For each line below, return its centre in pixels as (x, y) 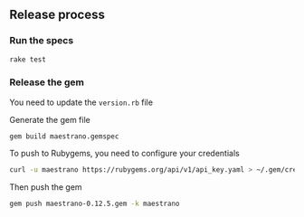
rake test (28, 59)
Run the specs (42, 41)
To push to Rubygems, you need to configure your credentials (124, 153)
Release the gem (47, 82)
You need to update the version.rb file (81, 102)
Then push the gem (46, 187)
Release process (57, 15)
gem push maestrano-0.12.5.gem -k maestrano (95, 203)
